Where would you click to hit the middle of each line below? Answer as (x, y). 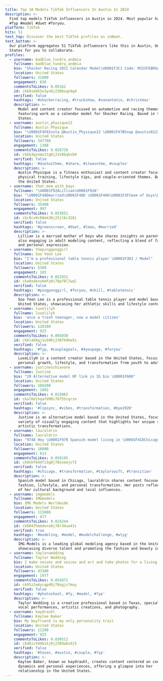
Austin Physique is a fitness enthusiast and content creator (82, 173)
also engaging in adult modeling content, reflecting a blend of (85, 241)
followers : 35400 (31, 204)
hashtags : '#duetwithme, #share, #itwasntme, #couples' (72, 164)
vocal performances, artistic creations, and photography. (79, 607)
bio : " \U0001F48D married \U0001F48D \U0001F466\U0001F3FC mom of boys (84, 195)
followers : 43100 (31, 571)
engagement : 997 (30, 209)
